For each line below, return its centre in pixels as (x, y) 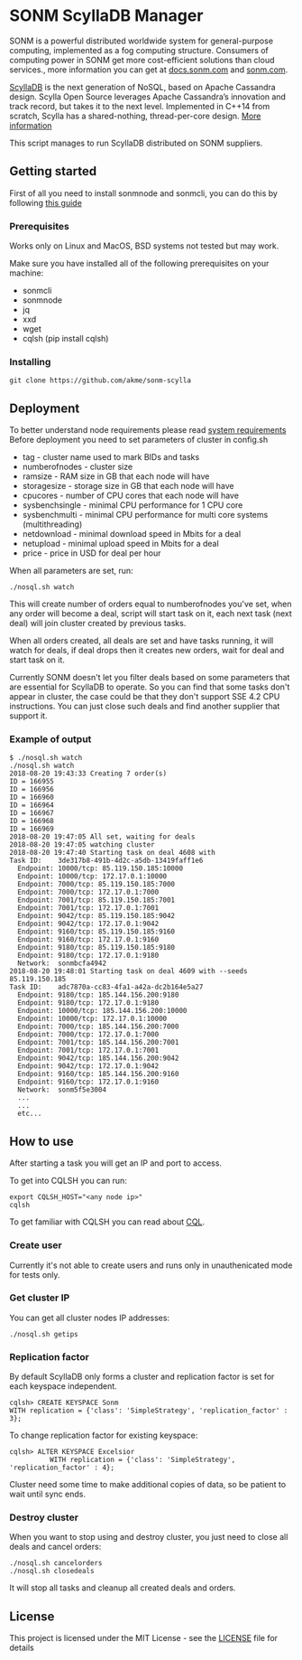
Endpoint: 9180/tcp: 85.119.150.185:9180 (96, 948)
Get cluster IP (40, 1298)
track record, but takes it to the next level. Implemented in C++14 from (140, 106)
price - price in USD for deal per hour (92, 553)
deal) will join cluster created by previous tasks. (98, 624)
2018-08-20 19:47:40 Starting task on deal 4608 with (113, 853)
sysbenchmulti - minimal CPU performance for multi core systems (145, 515)
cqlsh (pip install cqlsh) (65, 339)
